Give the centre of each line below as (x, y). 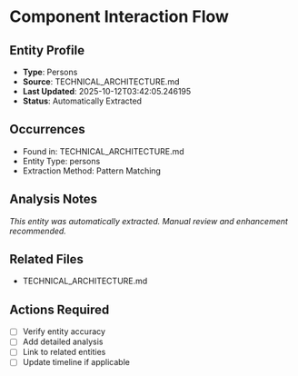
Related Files (47, 259)
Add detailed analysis (63, 341)
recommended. (38, 231)
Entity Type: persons (61, 161)
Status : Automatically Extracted (82, 101)
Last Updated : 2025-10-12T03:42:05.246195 (107, 91)
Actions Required (60, 309)
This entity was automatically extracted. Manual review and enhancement (149, 221)
